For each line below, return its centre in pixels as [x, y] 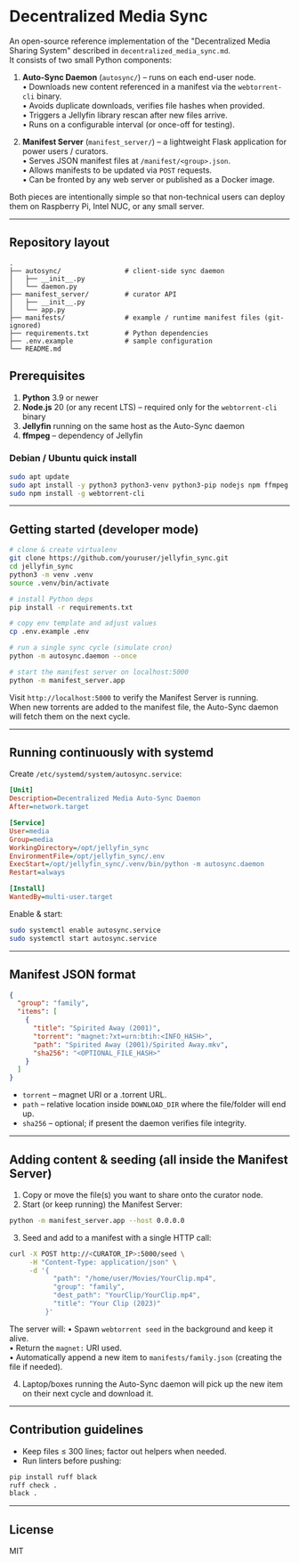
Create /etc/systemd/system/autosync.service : [96, 774]
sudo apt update [39, 477]
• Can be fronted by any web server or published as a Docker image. [148, 179]
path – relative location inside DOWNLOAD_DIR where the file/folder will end [154, 1105]
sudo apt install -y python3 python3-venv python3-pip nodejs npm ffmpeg [149, 485]
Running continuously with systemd [111, 753]
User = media [29, 831]
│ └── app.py [37, 310]
